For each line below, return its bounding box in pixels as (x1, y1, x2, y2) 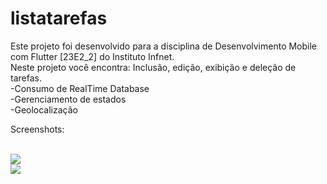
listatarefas (10, 7, 108, 30)
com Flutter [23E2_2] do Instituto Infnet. (10, 50, 175, 62)
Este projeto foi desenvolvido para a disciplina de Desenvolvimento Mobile (10, 40, 318, 52)
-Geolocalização (10, 103, 78, 116)
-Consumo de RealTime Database (10, 82, 150, 94)
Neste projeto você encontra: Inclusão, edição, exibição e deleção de (10, 61, 297, 73)
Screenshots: (10, 123, 65, 135)
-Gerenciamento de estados (10, 93, 127, 105)
